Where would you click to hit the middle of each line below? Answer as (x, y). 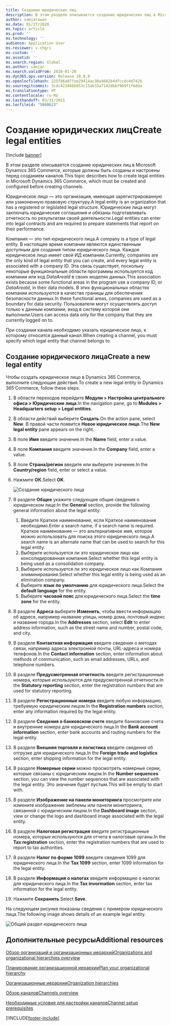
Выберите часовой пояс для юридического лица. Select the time (91, 596)
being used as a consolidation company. (63, 563)
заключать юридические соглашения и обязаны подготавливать (76, 213)
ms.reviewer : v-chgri (29, 48)
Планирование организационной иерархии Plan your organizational (78, 967)
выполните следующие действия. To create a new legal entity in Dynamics (85, 382)
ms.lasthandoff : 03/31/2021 (36, 100)
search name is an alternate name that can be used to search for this (93, 542)
